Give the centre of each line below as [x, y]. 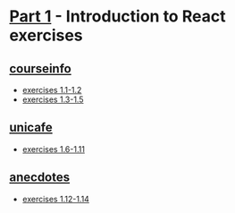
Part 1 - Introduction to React [117, 17]
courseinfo [40, 68]
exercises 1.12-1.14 [55, 199]
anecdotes [40, 178]
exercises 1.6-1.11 [53, 149]
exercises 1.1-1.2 [52, 90]
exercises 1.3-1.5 [53, 99]
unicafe [31, 128]
